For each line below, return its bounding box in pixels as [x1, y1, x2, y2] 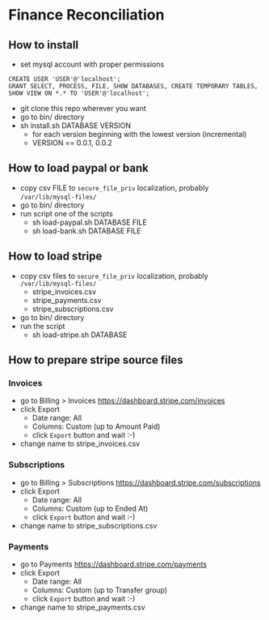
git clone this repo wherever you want [19, 104, 147, 113]
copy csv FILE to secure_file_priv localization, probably [19, 182, 209, 192]
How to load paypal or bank [8, 161, 149, 175]
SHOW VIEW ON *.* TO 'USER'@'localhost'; [8, 89, 150, 97]
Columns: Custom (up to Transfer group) [32, 585, 168, 595]
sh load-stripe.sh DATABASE [32, 330, 128, 340]
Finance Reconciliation [8, 6, 165, 24]
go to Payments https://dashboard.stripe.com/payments [19, 559, 208, 569]
